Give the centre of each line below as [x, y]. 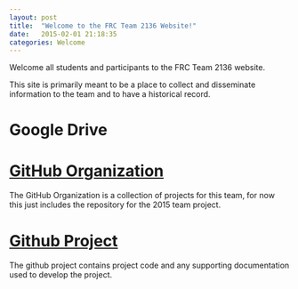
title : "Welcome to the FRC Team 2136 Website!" [103, 26]
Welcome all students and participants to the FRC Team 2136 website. [137, 68]
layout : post [33, 17]
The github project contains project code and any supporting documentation [149, 265]
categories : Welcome [48, 42]
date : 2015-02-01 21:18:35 [63, 34]
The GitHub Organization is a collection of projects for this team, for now [142, 196]
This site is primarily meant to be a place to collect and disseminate [133, 84]
